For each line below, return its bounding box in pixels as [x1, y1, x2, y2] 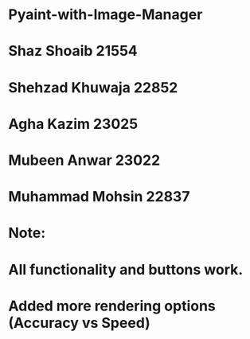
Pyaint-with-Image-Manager [8, 6, 203, 24]
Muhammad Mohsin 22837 [8, 188, 190, 206]
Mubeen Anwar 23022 [8, 151, 161, 169]
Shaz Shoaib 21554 [8, 42, 138, 60]
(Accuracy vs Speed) [8, 314, 151, 332]
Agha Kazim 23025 [8, 115, 139, 133]
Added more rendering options [8, 297, 217, 315]
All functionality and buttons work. [8, 260, 244, 279]
